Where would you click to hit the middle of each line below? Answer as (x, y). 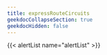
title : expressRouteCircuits (48, 13)
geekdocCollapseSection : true (50, 20)
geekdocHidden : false (38, 26)
